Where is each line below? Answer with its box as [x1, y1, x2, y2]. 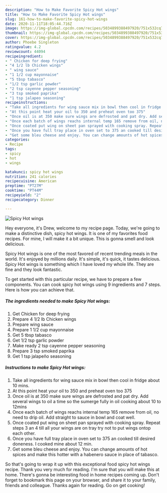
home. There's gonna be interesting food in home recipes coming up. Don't [5, 472, 160, 478]
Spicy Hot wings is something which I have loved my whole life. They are [5, 261, 154, 267]
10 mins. [12, 382, 30, 388]
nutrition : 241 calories [5, 174, 57, 179]
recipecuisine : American [5, 179, 57, 184]
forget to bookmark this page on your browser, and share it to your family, [5, 477, 157, 483]
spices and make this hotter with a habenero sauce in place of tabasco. [12, 451, 159, 457]
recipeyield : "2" [5, 193, 41, 198]
